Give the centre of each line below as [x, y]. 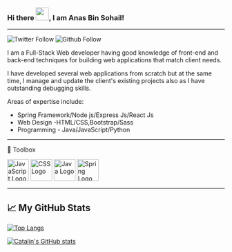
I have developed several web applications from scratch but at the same [110, 73]
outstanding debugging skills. [49, 88]
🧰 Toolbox [21, 150]
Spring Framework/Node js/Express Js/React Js [85, 115]
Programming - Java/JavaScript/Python [74, 130]
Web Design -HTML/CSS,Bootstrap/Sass [75, 123]
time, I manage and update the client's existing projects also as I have [106, 81]
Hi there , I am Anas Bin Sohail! [66, 17]
